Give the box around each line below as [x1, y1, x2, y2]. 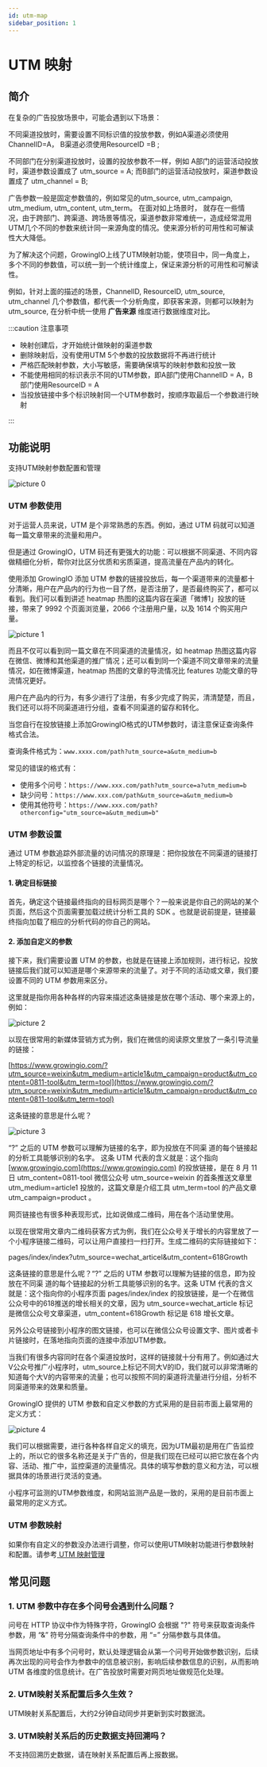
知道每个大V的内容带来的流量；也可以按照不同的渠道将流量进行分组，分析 [8, 1373, 250, 1382]
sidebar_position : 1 [8, 19, 77, 27]
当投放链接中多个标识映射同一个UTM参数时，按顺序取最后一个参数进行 [19, 390, 252, 399]
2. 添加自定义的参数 [8, 936, 73, 946]
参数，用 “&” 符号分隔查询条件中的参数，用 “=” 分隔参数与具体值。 [8, 1630, 225, 1640]
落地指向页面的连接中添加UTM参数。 [49, 1335, 171, 1345]
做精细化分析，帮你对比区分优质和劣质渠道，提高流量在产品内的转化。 [8, 557, 238, 566]
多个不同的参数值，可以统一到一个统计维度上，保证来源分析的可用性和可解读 [8, 259, 259, 269]
